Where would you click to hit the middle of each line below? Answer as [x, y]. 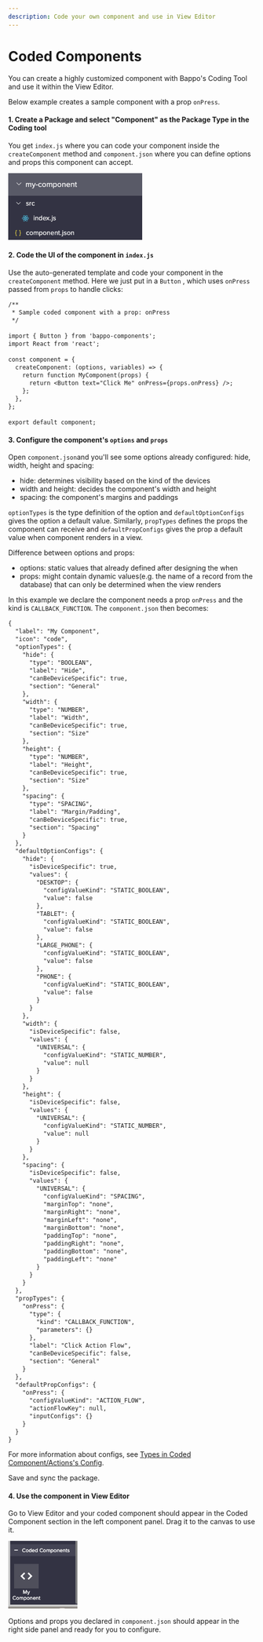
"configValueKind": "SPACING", [94, 1197]
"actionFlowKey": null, [68, 1409]
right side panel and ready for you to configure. [84, 1629]
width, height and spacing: [51, 465]
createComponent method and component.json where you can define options [130, 154]
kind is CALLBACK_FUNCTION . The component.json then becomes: [109, 608]
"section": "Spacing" [64, 828]
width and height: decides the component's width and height [118, 489]
